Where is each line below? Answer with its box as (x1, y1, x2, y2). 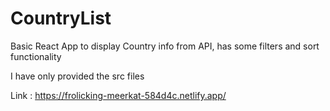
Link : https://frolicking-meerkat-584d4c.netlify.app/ (10, 89, 227, 101)
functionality (10, 50, 62, 62)
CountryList (10, 7, 112, 30)
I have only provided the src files (10, 70, 145, 82)
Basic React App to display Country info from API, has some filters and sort (10, 40, 320, 52)
